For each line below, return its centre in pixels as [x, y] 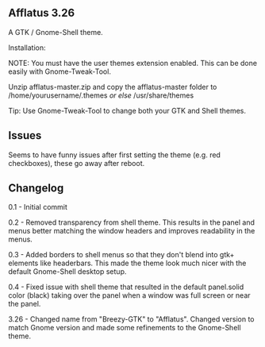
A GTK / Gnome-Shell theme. [56, 32]
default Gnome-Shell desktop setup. [67, 272]
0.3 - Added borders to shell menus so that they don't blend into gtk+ [121, 255]
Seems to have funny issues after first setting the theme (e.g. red [114, 155]
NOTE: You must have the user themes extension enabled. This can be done [133, 63]
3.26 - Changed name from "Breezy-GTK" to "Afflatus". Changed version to [132, 319]
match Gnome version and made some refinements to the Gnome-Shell [125, 328]
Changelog [36, 189]
